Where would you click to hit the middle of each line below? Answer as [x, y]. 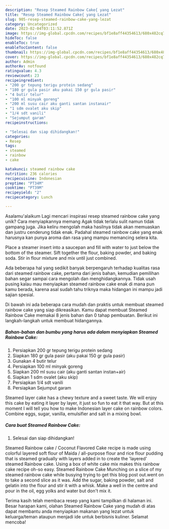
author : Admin [20, 62]
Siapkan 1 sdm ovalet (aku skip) [45, 377]
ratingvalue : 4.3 [23, 71]
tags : [11, 146]
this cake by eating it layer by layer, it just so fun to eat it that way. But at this [84, 403]
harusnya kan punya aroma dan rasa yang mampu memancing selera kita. [82, 237]
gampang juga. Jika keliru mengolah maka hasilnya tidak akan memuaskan [82, 227]
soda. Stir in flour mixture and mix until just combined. [61, 258]
